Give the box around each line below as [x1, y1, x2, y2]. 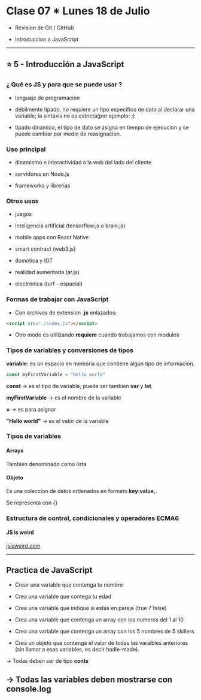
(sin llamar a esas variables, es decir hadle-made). [14, 645, 139, 653]
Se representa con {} [6, 499, 58, 506]
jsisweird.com [6, 542, 41, 549]
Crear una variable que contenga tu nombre [14, 581, 123, 588]
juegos [14, 211, 32, 218]
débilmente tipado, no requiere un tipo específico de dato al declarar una [14, 106, 195, 113]
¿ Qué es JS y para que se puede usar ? [6, 80, 123, 89]
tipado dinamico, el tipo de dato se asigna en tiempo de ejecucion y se [14, 124, 190, 131]
